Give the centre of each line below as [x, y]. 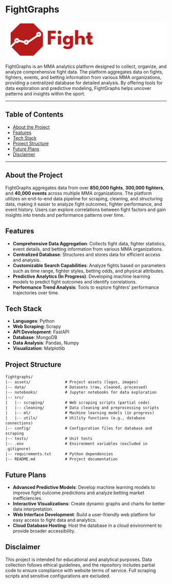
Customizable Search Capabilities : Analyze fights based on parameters [89, 265]
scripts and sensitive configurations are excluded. [58, 576]
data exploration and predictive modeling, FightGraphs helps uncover [78, 88]
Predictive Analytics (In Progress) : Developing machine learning [81, 276]
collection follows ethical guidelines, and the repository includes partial [80, 565]
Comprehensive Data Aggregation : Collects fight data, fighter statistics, [89, 243]
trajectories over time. [36, 293]
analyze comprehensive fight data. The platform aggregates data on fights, [84, 72]
